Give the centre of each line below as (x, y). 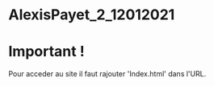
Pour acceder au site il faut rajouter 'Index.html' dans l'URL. (107, 74)
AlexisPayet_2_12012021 (92, 15)
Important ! (46, 52)
